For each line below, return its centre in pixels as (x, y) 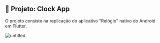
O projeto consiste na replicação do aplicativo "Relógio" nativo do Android (80, 21)
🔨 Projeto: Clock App (37, 9)
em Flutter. (16, 26)
